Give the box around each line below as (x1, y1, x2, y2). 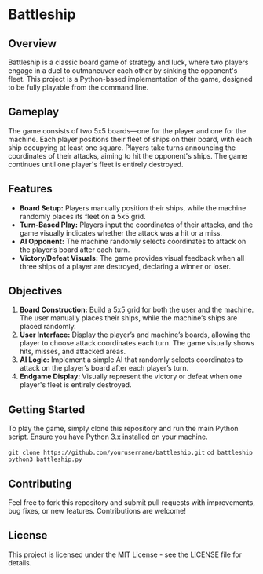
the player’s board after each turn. (19, 245, 130, 254)
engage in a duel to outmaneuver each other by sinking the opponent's (8, 66, 238, 75)
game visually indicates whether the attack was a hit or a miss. (19, 228, 222, 237)
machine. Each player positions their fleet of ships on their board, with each (8, 134, 253, 144)
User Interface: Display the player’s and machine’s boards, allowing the (19, 330, 251, 339)
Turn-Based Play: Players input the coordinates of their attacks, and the (19, 220, 254, 229)
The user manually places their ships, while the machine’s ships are (19, 313, 238, 323)
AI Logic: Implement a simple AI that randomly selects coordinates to (19, 355, 243, 364)
